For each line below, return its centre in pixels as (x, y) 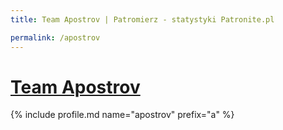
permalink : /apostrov (55, 37)
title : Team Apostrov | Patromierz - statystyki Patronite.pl (142, 19)
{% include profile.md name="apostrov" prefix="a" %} (122, 115)
